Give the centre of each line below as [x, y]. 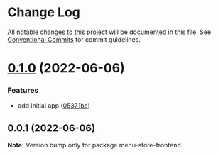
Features [23, 91]
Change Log [44, 12]
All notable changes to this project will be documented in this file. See [109, 32]
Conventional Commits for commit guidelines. [74, 39]
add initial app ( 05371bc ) [54, 106]
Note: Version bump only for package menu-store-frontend [94, 145]
